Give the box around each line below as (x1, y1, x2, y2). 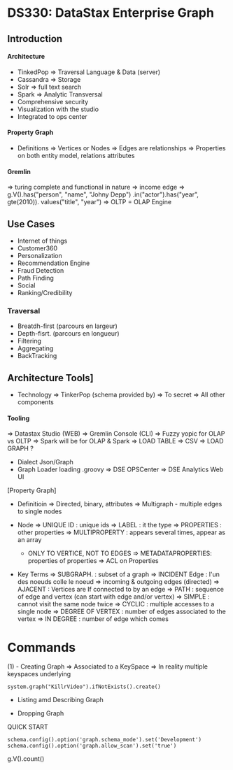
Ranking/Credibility (17, 289, 73, 297)
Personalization (17, 252, 63, 259)
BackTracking (17, 352, 57, 360)
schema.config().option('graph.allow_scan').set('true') (7, 743, 177, 750)
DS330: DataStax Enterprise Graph (7, 5, 215, 21)
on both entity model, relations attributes (17, 151, 135, 159)
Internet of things (17, 236, 68, 245)
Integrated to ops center (17, 112, 87, 120)
